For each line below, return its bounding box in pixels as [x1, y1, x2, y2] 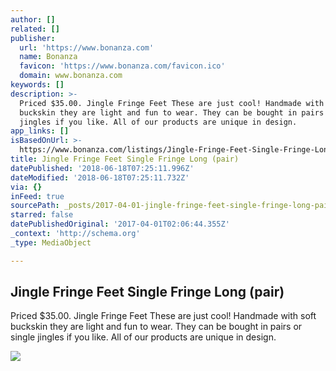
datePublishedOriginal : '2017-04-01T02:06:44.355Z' [10, 219, 230, 230]
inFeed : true [10, 191, 65, 201]
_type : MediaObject [10, 237, 92, 248]
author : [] [10, 14, 56, 25]
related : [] [10, 24, 60, 34]
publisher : [10, 33, 56, 43]
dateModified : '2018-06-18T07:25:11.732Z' [10, 172, 190, 183]
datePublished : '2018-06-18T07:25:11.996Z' [10, 163, 195, 173]
